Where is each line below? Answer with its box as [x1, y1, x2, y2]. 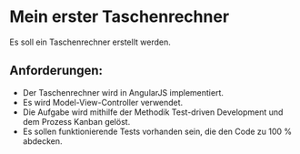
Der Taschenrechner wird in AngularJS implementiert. [22, 87, 225, 98]
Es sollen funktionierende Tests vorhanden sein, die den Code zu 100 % [22, 126, 293, 137]
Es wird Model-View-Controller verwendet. [22, 97, 184, 108]
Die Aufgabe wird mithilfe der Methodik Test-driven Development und [22, 107, 284, 118]
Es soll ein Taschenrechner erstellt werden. [9, 36, 171, 47]
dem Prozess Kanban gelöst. [22, 116, 131, 127]
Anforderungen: [9, 63, 103, 78]
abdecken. [22, 135, 63, 147]
